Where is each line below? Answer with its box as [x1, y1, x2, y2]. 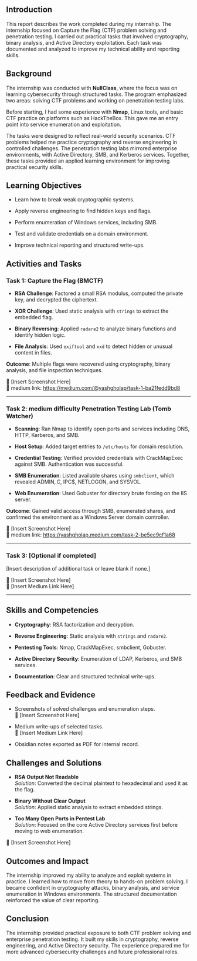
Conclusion [6, 914, 49, 924]
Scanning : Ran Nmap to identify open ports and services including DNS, [14, 425, 190, 432]
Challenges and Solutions [6, 758, 102, 768]
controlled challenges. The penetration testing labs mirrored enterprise [6, 144, 178, 152]
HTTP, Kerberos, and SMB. [14, 432, 80, 439]
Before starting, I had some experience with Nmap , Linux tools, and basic [6, 108, 184, 115]
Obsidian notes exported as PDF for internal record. [14, 741, 140, 748]
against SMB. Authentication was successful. [14, 460, 124, 468]
